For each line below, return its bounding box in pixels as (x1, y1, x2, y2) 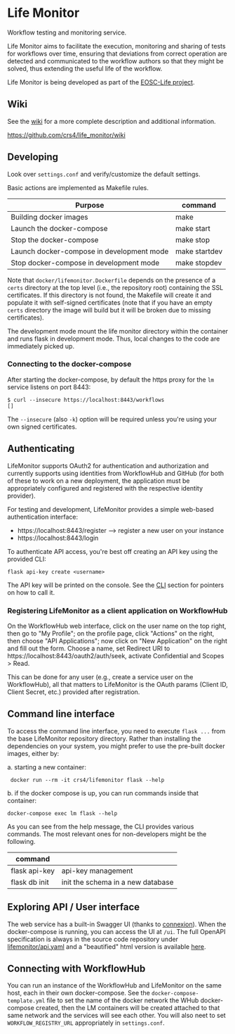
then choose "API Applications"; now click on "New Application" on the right (7, 636, 228, 645)
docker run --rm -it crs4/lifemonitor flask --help (10, 776, 165, 783)
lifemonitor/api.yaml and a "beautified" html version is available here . (7, 942, 206, 951)
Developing (7, 151, 58, 163)
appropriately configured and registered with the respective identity (7, 484, 203, 492)
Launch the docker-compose (11, 223, 108, 233)
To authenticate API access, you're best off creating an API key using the (7, 547, 218, 555)
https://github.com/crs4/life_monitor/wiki (7, 130, 126, 139)
